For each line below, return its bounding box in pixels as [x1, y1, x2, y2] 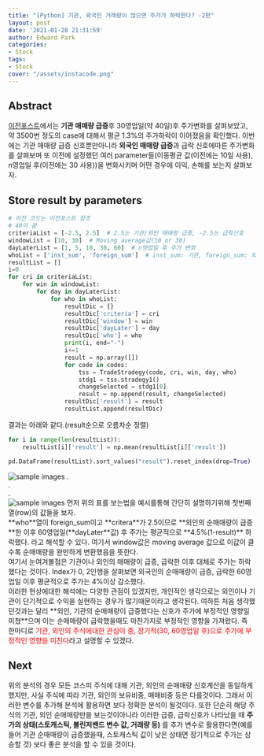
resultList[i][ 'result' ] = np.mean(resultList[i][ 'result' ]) [22, 443, 226, 451]
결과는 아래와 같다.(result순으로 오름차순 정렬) [8, 420, 149, 429]
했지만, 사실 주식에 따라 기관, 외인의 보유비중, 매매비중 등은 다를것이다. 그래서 [8, 691, 245, 700]
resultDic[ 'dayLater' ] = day [64, 324, 159, 332]
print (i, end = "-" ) [64, 339, 125, 347]
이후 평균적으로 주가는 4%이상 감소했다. [22, 576, 145, 586]
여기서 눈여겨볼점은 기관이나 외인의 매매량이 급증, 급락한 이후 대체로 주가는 [8, 557, 237, 566]
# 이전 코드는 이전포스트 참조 [8, 214, 91, 223]
